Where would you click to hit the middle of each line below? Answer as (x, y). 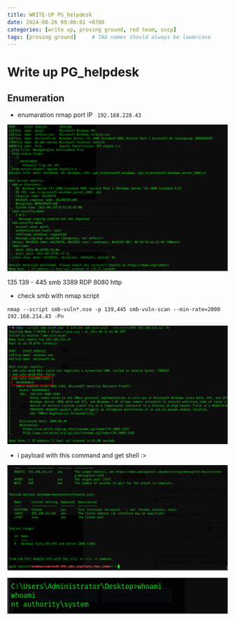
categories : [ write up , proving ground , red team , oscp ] (92, 29)
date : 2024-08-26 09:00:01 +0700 (56, 22)
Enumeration (36, 98)
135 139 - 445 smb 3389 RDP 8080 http (65, 283)
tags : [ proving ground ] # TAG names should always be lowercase (109, 37)
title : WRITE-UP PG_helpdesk (50, 15)
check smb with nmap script (58, 296)
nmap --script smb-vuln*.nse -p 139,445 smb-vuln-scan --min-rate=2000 (114, 310)
